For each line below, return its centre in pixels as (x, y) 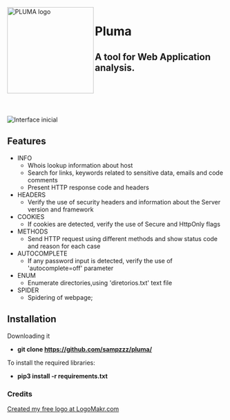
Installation (32, 319)
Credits (20, 394)
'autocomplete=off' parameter (70, 268)
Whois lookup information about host (80, 165)
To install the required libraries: (51, 363)
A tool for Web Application (153, 57)
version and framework (60, 209)
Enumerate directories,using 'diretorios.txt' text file (100, 283)
